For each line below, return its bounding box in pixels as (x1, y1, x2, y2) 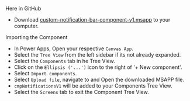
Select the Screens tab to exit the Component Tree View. (13, 89, 150, 95)
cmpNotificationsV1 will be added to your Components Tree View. (13, 82, 173, 89)
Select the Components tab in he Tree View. (13, 58, 115, 64)
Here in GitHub (5, 5, 42, 12)
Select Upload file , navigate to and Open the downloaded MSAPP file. (13, 76, 185, 83)
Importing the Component (5, 34, 68, 40)
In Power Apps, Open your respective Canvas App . (13, 45, 134, 52)
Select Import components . (13, 70, 77, 76)
